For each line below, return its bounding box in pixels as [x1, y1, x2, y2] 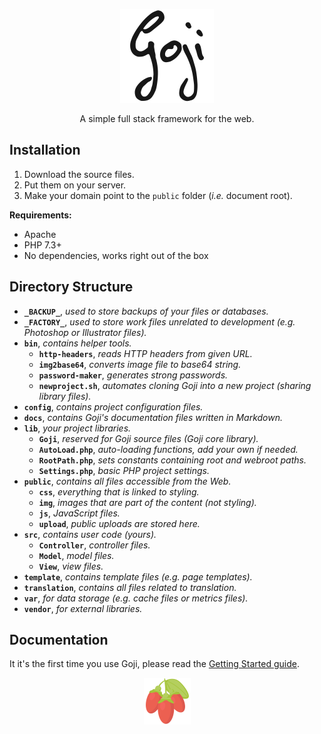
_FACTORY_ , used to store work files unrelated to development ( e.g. [23, 315, 296, 328]
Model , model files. [38, 549, 115, 561]
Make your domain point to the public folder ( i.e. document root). [23, 189, 293, 201]
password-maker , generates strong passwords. [38, 369, 229, 381]
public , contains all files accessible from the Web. [23, 475, 232, 487]
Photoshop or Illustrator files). [23, 326, 147, 338]
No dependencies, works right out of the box [23, 249, 209, 261]
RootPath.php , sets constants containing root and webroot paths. [38, 454, 307, 466]
